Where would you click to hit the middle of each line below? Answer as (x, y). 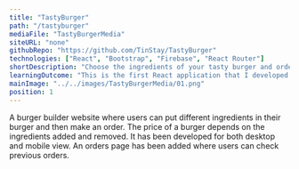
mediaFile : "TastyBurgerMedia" (67, 34)
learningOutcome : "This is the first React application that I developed (149, 76)
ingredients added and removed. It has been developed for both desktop (142, 136)
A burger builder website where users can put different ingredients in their (145, 117)
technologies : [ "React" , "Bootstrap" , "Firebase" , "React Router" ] (137, 59)
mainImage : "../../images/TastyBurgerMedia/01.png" (107, 84)
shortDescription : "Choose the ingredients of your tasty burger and (141, 68)
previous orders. (39, 155)
